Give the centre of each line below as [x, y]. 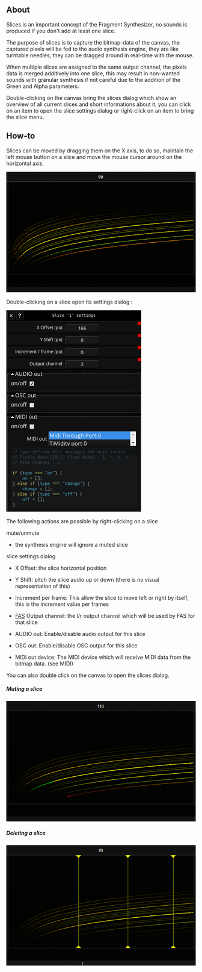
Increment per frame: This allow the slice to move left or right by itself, [102, 597]
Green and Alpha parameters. [43, 86]
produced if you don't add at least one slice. [61, 31]
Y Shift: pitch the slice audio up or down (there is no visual [87, 579]
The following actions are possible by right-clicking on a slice [82, 521]
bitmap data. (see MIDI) [44, 663]
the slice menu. [25, 117]
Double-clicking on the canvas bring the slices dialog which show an [91, 98]
